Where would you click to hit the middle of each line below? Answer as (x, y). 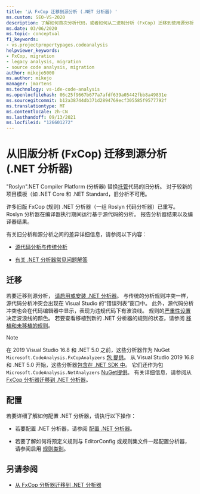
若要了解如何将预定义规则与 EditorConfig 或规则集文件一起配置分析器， (102, 441)
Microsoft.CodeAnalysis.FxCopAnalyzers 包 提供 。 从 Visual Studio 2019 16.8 (100, 357)
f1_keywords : (22, 39)
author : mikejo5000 (30, 73)
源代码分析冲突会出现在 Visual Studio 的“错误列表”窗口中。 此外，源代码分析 (100, 303)
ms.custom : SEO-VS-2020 (36, 17)
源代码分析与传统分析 (41, 247)
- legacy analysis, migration (44, 61)
